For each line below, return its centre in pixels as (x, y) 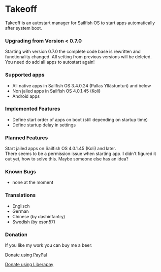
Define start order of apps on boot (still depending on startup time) (80, 119)
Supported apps (25, 75)
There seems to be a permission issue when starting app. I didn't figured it (80, 154)
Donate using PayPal (26, 255)
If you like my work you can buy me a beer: (49, 245)
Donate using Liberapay (29, 265)
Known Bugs (21, 172)
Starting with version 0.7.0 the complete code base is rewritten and (73, 52)
